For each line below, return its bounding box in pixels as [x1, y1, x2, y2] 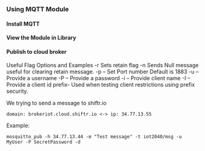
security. [6, 87, 29, 95]
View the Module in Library [6, 34, 76, 42]
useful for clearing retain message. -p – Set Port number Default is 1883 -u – [6, 68, 199, 75]
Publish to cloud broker [6, 48, 67, 55]
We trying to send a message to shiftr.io [6, 100, 107, 107]
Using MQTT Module [6, 5, 69, 13]
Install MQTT [6, 20, 40, 28]
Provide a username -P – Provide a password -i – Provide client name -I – [6, 75, 191, 82]
